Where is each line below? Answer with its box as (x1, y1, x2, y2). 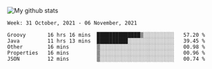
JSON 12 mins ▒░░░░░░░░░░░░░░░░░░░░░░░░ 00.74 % (7, 55, 206, 62)
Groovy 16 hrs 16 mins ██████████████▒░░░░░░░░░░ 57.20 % (7, 31, 206, 38)
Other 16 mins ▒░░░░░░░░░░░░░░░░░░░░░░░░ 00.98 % (7, 44, 206, 51)
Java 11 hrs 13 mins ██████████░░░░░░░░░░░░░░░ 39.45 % (7, 38, 206, 44)
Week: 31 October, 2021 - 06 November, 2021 (7, 20, 137, 27)
